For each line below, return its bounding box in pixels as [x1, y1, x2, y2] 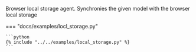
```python [5, 34, 30, 40]
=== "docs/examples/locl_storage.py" [5, 23, 99, 30]
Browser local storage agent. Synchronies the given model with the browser [5, 5, 190, 12]
